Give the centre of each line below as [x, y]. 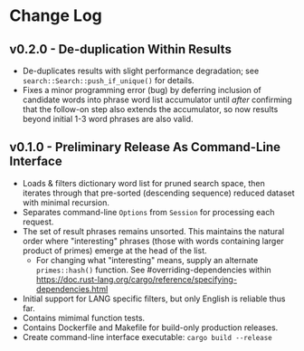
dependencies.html [72, 289]
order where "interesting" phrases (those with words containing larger [153, 241]
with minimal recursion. [66, 202]
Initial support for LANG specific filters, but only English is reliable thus [154, 299]
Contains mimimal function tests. [84, 318]
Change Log [56, 16]
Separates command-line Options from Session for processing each [148, 212]
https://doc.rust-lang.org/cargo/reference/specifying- [137, 279]
